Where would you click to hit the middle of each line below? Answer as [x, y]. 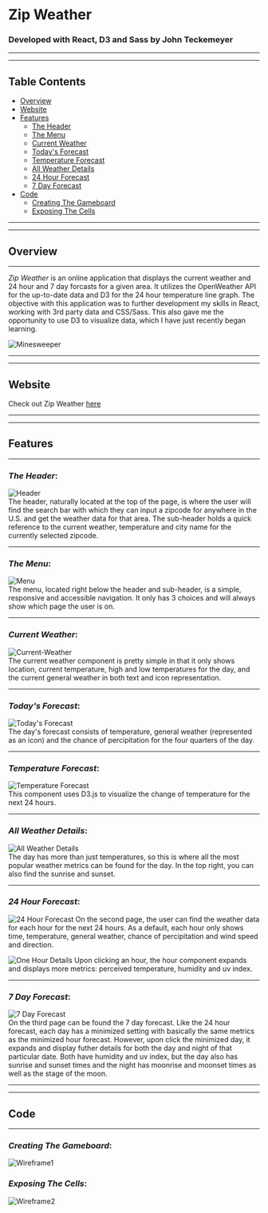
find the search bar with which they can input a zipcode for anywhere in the [133, 510]
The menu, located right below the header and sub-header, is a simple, [125, 589]
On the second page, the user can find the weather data [167, 919]
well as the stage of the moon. [58, 1074]
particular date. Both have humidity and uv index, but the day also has [123, 1056]
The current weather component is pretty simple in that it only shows [122, 660]
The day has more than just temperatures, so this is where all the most [124, 857]
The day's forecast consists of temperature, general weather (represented [130, 731]
